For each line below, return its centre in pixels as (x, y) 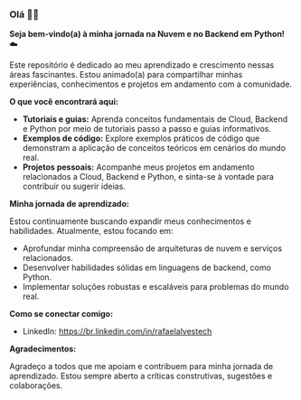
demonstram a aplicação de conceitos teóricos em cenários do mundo (154, 148)
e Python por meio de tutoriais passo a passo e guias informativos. (146, 129)
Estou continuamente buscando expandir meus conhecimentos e (130, 221)
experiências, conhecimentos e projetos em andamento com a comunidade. (150, 84)
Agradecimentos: (43, 349)
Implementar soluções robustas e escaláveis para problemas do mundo (155, 287)
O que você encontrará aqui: (64, 102)
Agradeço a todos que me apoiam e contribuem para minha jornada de (141, 367)
